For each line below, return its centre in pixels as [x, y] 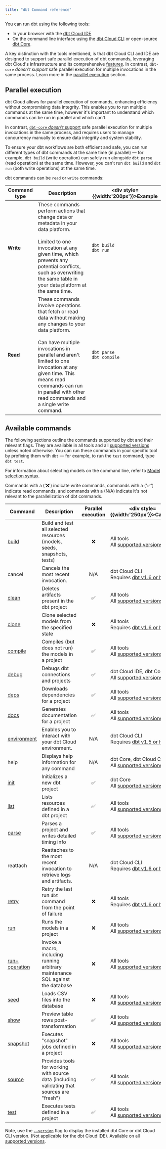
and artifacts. [57, 881]
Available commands [38, 428]
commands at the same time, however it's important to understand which [80, 112]
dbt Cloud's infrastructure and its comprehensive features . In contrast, [77, 64]
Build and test [58, 523]
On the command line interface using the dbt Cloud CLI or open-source [85, 39]
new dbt [51, 783]
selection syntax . [22, 476]
